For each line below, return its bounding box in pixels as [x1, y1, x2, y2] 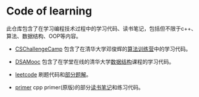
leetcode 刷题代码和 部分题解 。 [15, 70, 92, 78]
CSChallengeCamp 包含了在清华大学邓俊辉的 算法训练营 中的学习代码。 [15, 45, 192, 52]
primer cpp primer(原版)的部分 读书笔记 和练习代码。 [15, 83, 144, 91]
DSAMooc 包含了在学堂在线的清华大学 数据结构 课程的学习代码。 [15, 58, 174, 65]
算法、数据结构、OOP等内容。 [6, 32, 82, 40]
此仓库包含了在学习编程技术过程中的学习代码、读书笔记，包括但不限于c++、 [6, 25, 197, 32]
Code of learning [6, 4, 93, 18]
